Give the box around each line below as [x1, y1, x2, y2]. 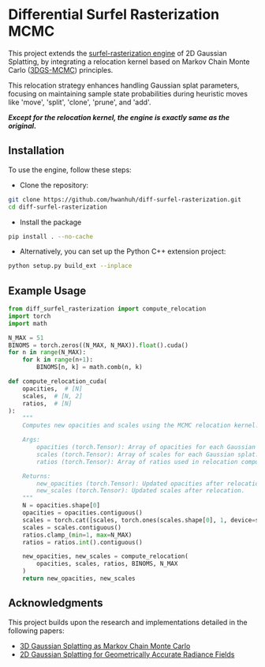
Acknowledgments [8, 597, 104, 610]
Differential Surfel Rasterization [8, 6, 220, 24]
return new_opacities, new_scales [22, 575, 136, 582]
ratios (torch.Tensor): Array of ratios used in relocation [36, 458, 238, 465]
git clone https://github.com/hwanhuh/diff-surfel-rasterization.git [8, 195, 242, 203]
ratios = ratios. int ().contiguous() [22, 538, 144, 546]
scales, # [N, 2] [22, 392, 83, 400]
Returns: [22, 472, 51, 480]
